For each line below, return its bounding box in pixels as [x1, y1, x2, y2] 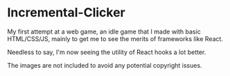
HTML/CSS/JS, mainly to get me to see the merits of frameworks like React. [7, 34, 224, 42]
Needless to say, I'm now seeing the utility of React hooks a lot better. [7, 48, 206, 56]
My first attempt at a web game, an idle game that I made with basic [7, 27, 201, 36]
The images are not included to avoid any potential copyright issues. [7, 61, 202, 69]
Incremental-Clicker [7, 5, 126, 21]
